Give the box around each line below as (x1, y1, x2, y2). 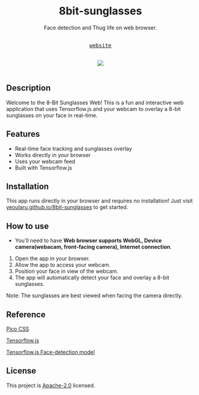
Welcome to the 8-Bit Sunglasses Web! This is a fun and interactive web (6, 99, 184, 106)
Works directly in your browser (14, 151, 91, 158)
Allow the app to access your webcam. (14, 261, 111, 269)
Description (6, 83, 51, 94)
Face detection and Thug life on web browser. (44, 24, 157, 31)
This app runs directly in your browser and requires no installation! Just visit (6, 197, 193, 204)
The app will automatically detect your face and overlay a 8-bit (14, 274, 170, 281)
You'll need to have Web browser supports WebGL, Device (14, 237, 163, 244)
